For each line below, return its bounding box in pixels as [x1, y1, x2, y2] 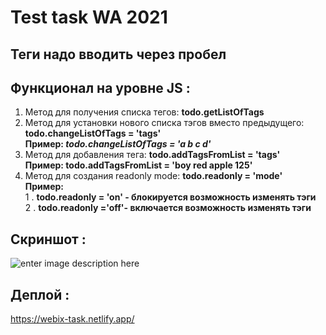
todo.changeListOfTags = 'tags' [24, 127, 162, 140]
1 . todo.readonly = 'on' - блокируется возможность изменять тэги [24, 191, 317, 203]
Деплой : [10, 286, 70, 303]
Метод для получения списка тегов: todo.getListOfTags [24, 106, 265, 118]
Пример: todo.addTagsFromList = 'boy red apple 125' [24, 159, 253, 171]
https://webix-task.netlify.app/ [10, 313, 135, 325]
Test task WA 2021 [10, 6, 168, 29]
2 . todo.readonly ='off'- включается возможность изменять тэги [24, 202, 312, 214]
